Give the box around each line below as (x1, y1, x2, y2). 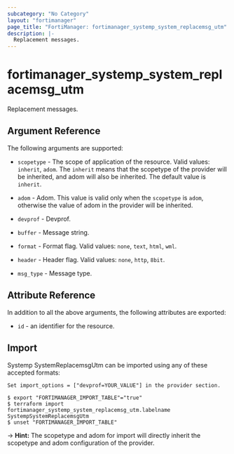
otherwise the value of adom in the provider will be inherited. (17, 201, 193, 209)
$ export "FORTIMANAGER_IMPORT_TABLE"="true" (7, 394, 142, 401)
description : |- (7, 30, 55, 37)
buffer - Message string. (17, 228, 90, 236)
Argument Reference (7, 125, 101, 137)
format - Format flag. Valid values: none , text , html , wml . (17, 242, 177, 250)
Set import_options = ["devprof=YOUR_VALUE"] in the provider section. (7, 382, 221, 389)
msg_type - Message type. (17, 268, 92, 278)
